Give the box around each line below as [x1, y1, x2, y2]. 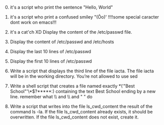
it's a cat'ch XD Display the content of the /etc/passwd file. [10, 29, 132, 35]
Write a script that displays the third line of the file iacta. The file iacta [10, 68, 154, 74]
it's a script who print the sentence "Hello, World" [10, 5, 113, 10]
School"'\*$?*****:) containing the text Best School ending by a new [10, 88, 156, 94]
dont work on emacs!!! [10, 20, 57, 25]
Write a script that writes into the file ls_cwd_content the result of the [10, 103, 153, 109]
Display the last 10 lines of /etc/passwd [10, 49, 92, 54]
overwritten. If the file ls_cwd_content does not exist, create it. [10, 114, 139, 120]
